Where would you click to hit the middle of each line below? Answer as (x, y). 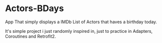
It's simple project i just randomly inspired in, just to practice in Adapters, (79, 31)
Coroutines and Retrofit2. (31, 36)
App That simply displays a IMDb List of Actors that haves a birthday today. (81, 22)
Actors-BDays (35, 8)
